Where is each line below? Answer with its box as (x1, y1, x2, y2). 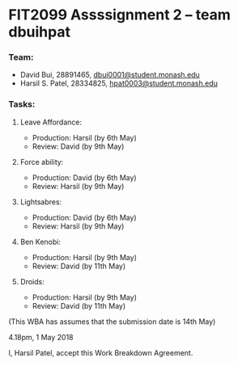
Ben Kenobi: (19, 237, 62, 246)
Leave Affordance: (19, 117, 83, 127)
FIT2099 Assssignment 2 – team (8, 6, 231, 24)
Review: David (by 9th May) (32, 141, 125, 151)
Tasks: (8, 99, 36, 110)
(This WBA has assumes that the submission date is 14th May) (8, 317, 216, 326)
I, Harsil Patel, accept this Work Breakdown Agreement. (8, 347, 193, 357)
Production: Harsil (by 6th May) (32, 133, 138, 142)
